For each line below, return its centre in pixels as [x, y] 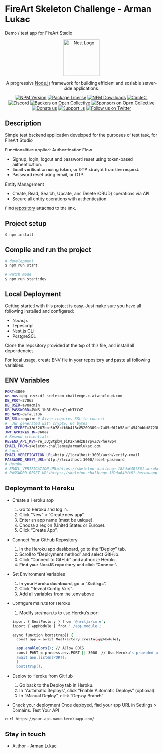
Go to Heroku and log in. [44, 509]
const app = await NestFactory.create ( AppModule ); [69, 640]
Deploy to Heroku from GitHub [42, 676]
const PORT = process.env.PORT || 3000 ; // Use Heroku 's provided [85, 653]
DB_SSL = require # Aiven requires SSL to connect [55, 419]
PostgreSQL [24, 336]
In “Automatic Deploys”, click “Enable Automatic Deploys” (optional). [88, 690]
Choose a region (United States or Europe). [62, 525]
